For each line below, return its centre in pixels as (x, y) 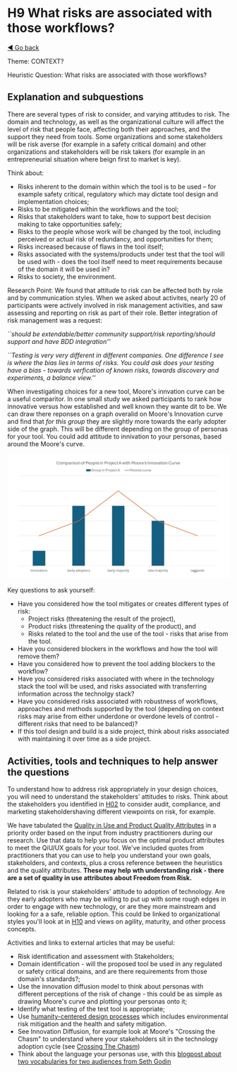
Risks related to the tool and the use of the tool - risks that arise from (128, 634)
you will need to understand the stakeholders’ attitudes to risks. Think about (117, 797)
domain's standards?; (49, 979)
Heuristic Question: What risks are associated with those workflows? (107, 75)
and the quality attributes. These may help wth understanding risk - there (116, 871)
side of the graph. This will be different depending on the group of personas (117, 429)
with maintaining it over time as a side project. (84, 739)
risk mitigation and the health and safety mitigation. (92, 1024)
